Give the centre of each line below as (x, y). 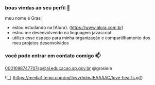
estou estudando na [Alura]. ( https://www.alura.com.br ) (68, 28)
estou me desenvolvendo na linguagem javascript (62, 33)
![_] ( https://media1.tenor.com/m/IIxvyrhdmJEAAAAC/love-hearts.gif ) (74, 77)
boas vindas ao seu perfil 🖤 (38, 8)
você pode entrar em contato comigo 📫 (53, 56)
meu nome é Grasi (24, 18)
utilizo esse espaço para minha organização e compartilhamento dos (81, 38)
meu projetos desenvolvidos (40, 43)
